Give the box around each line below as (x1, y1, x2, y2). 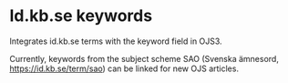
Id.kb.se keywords (9, 5, 153, 26)
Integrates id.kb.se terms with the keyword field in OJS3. (9, 36, 222, 47)
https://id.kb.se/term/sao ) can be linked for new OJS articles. (9, 63, 240, 74)
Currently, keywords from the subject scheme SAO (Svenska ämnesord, (9, 53, 280, 64)
